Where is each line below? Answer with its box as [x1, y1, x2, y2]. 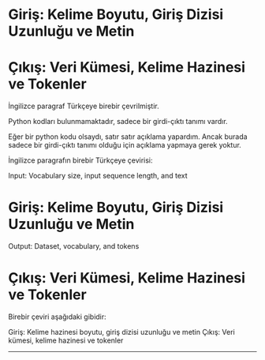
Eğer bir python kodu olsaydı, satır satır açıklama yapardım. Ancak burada [8, 132, 248, 141]
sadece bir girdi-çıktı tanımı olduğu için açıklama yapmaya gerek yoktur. [8, 141, 242, 150]
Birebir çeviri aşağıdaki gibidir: [8, 312, 106, 321]
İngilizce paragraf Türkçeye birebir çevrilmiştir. [8, 101, 159, 111]
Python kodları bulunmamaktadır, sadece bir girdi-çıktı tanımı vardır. [8, 117, 228, 126]
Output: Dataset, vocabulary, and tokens [8, 242, 140, 251]
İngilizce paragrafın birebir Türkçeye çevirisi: [8, 156, 153, 165]
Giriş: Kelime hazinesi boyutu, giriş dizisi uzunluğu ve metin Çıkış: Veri [8, 328, 235, 336]
